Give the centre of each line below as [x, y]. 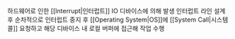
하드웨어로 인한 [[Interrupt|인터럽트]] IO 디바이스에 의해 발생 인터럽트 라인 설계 [116, 11]
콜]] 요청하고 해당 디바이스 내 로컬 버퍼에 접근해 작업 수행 [86, 28]
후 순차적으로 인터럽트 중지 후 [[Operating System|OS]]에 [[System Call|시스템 [118, 19]
